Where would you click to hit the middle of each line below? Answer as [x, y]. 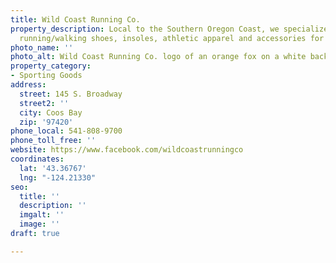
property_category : [51, 66]
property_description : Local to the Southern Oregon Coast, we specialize [169, 29]
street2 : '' [44, 103]
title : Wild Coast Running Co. [75, 19]
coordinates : [37, 159]
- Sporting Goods [46, 76]
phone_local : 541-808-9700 [66, 131]
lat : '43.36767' [53, 168]
